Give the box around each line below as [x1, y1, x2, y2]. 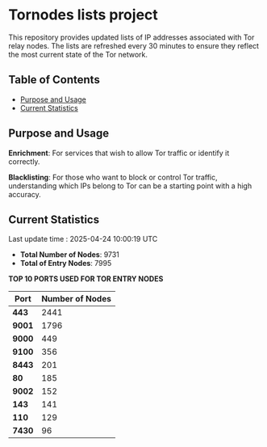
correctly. [8, 156, 40, 167]
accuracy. [8, 189, 42, 199]
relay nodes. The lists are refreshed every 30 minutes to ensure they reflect [8, 40, 260, 50]
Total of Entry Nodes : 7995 [19, 259, 112, 268]
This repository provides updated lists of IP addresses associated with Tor [8, 32, 255, 42]
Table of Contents [8, 73, 101, 86]
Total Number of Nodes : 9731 [19, 250, 119, 259]
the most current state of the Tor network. [8, 49, 148, 59]
